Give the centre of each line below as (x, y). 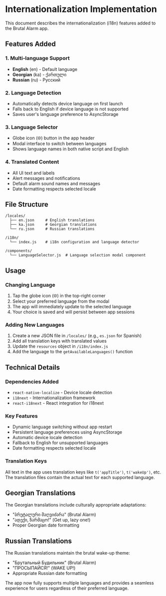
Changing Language (30, 285)
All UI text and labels (33, 173)
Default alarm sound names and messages (56, 183)
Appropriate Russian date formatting (50, 574)
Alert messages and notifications (46, 178)
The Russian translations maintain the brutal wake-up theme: (68, 553)
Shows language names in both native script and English (70, 149)
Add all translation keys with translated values (60, 341)
